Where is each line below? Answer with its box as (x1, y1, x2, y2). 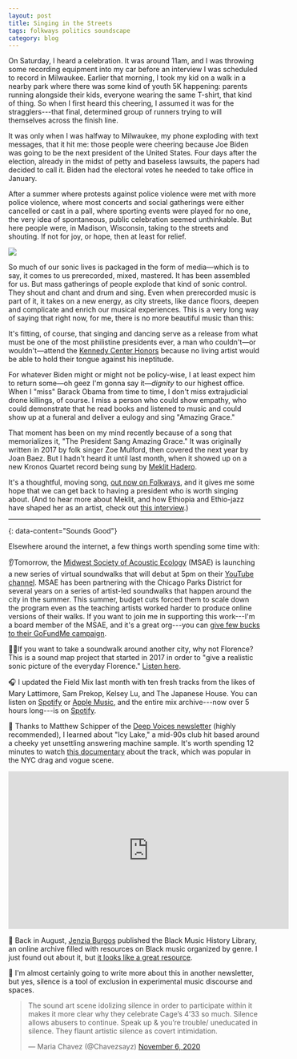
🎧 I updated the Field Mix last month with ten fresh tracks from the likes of (8, 678, 255, 687)
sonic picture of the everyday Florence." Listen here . (8, 662, 182, 671)
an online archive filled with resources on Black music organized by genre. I (8, 944, 258, 954)
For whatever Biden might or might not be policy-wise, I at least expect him (8, 370, 256, 380)
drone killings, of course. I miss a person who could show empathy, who (8, 396, 247, 405)
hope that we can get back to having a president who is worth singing (8, 486, 239, 496)
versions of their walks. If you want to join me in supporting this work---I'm (8, 612, 255, 622)
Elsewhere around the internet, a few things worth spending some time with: (8, 542, 260, 551)
